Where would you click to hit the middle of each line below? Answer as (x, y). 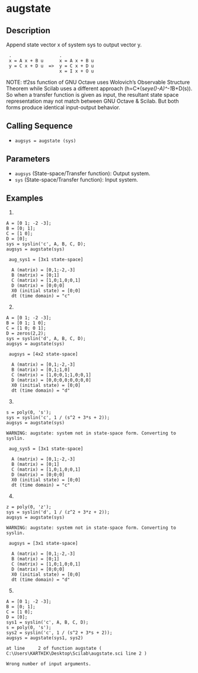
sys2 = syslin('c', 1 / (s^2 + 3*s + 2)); (59, 633)
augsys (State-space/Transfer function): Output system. (82, 173)
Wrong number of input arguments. (49, 664)
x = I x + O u (76, 71)
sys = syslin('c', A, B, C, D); (46, 244)
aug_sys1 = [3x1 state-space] (46, 260)
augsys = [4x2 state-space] (43, 354)
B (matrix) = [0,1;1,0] (41, 370)
